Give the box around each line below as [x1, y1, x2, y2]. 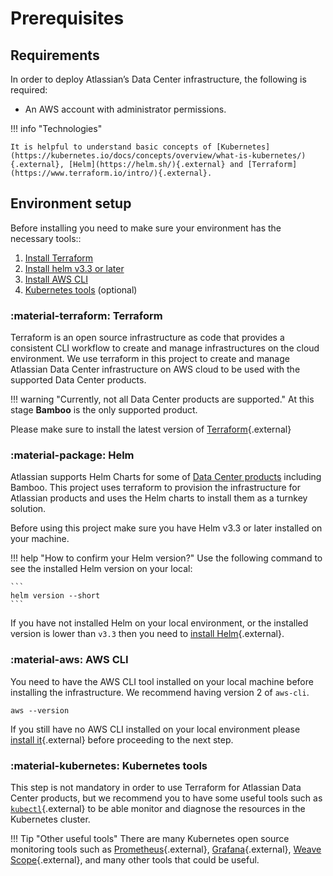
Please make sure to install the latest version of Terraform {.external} [10, 423, 292, 436]
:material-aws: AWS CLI [10, 653, 129, 667]
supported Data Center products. [10, 374, 147, 386]
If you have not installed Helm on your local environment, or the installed [10, 617, 309, 629]
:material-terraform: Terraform [10, 308, 163, 322]
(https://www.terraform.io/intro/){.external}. [10, 168, 213, 178]
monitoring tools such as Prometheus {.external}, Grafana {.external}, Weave [10, 843, 322, 855]
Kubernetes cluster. [10, 813, 91, 825]
